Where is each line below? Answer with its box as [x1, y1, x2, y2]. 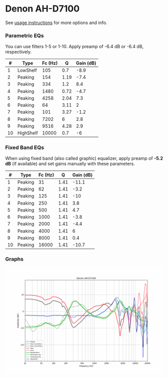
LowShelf [17, 67, 37, 73]
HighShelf [17, 130, 38, 136]
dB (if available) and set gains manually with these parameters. [5, 161, 135, 167]
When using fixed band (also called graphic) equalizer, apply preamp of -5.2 [5, 155, 163, 161]
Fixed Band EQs [5, 144, 44, 151]
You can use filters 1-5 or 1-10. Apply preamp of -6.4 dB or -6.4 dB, [5, 44, 144, 50]
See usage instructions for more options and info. [5, 20, 108, 26]
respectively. [5, 49, 32, 55]
